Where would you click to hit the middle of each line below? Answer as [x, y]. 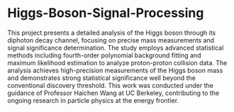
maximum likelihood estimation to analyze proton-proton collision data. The [117, 62]
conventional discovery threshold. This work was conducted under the [111, 85]
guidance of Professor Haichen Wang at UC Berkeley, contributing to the [113, 93]
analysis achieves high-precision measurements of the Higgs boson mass [115, 70]
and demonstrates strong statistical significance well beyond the [102, 78]
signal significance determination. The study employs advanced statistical [116, 47]
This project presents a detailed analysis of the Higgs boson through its [112, 33]
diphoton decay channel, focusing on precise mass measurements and [111, 40]
